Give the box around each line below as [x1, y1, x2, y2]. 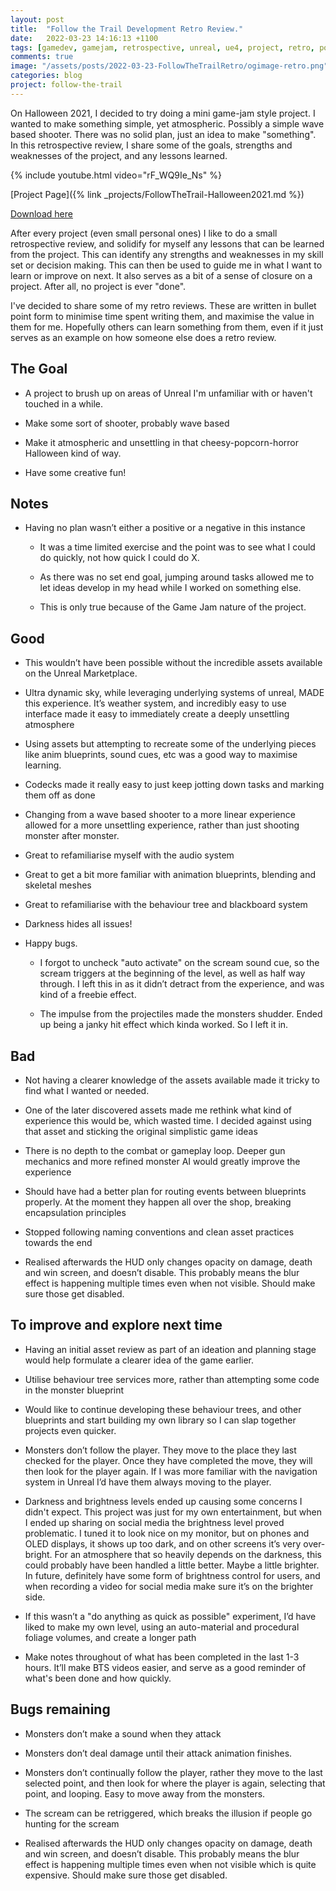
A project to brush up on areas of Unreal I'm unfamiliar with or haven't [24, 387, 313, 399]
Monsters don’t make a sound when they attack [24, 1727, 222, 1740]
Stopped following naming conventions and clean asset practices [24, 1226, 295, 1238]
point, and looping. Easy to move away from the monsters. [24, 1787, 266, 1800]
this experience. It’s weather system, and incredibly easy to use [24, 697, 287, 710]
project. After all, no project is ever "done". [10, 280, 187, 292]
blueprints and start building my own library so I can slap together [24, 1414, 297, 1426]
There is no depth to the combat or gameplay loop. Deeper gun [24, 1145, 286, 1156]
